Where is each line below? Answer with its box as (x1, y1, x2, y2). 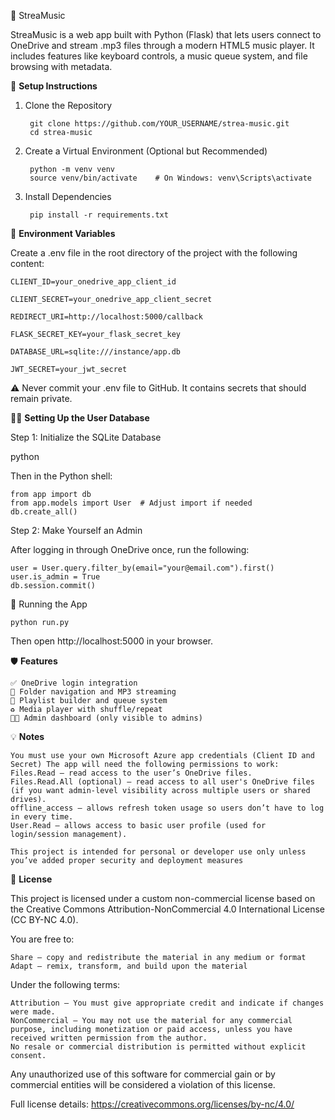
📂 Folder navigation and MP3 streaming (10, 687, 177, 697)
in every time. (10, 812, 74, 822)
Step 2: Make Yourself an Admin (10, 525, 143, 536)
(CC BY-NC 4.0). (10, 914, 79, 925)
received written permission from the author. (10, 1033, 208, 1043)
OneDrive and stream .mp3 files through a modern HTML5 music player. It (10, 40, 315, 51)
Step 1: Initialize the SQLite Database (10, 431, 162, 443)
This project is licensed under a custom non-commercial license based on (10, 893, 316, 904)
